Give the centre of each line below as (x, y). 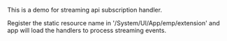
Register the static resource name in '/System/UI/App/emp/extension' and (113, 23)
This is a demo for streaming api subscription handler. (85, 10)
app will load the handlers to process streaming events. (87, 30)
